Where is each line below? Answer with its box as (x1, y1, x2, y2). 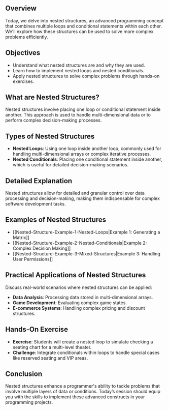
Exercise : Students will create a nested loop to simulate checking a (12, 338, 153, 345)
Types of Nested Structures (5, 132, 95, 140)
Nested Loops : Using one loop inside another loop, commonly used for (12, 145, 161, 152)
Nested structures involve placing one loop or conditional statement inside (5, 106, 161, 112)
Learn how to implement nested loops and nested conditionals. (12, 67, 145, 73)
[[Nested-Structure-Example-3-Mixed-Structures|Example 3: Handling (12, 250, 161, 256)
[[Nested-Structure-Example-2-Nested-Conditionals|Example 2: (12, 240, 147, 246)
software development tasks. (5, 201, 66, 207)
